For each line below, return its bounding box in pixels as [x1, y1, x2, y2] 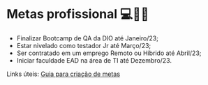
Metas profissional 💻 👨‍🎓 [6, 6, 149, 22]
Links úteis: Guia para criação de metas [6, 70, 120, 78]
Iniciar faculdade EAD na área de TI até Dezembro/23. [16, 56, 172, 64]
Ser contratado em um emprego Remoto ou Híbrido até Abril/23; [16, 49, 202, 57]
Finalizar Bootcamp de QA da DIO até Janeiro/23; [16, 33, 158, 42]
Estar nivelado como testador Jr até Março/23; [16, 41, 151, 49]
